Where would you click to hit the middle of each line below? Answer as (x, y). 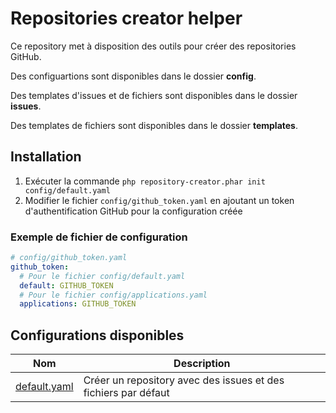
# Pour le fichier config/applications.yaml (113, 295)
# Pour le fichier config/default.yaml (102, 276)
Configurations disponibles (97, 335)
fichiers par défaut (126, 393)
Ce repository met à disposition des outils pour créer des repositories (153, 46)
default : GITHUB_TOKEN (66, 285)
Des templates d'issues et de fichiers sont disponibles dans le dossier (154, 95)
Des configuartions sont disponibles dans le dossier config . (133, 76)
